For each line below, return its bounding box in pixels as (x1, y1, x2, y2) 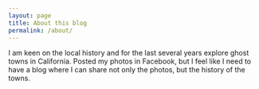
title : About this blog (8, 19, 88, 27)
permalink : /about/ (8, 26, 73, 34)
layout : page (8, 11, 52, 20)
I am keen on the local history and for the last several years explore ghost (8, 48, 249, 58)
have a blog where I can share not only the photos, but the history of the (8, 65, 245, 75)
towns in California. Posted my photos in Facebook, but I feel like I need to (8, 56, 252, 66)
